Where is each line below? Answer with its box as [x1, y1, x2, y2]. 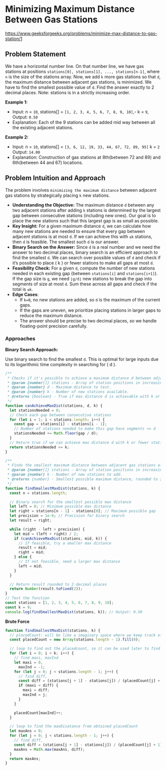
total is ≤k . [12, 286, 33, 292]
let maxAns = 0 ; [9, 728, 43, 734]
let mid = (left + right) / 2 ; [14, 531, 79, 536]
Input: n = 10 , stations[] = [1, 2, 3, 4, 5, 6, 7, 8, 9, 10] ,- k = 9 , [12, 109, 149, 114]
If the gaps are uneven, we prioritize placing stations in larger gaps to [19, 307, 161, 313]
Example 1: [5, 99, 28, 105]
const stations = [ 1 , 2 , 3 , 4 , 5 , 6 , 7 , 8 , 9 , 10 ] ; [5, 601, 114, 605]
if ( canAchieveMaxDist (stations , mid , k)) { [14, 536, 107, 541]
